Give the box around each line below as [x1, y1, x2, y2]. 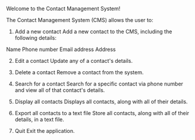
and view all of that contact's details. [14, 87, 105, 94]
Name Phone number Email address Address [6, 46, 116, 53]
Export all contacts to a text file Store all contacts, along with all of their [14, 110, 190, 116]
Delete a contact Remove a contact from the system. [14, 69, 144, 76]
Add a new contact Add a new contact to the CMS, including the [14, 28, 172, 35]
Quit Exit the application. [14, 128, 76, 134]
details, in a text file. [14, 116, 64, 123]
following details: [14, 34, 56, 41]
